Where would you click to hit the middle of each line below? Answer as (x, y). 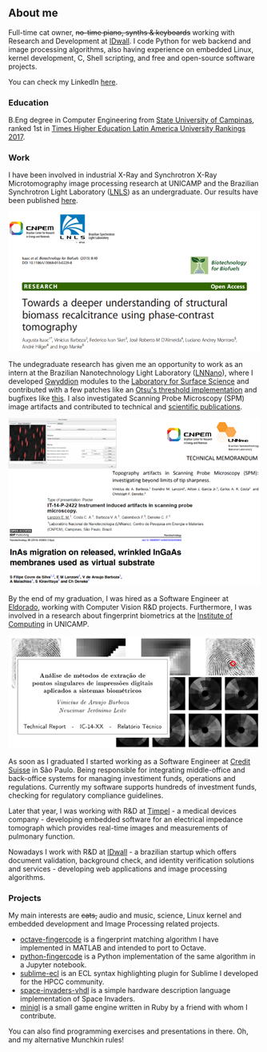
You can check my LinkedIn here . (63, 82)
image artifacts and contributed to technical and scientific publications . (126, 407)
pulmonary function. (42, 836)
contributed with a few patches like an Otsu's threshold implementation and (133, 390)
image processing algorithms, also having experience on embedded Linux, (131, 49)
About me (33, 13)
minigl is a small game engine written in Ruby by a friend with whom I (133, 1007)
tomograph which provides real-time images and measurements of (118, 827)
